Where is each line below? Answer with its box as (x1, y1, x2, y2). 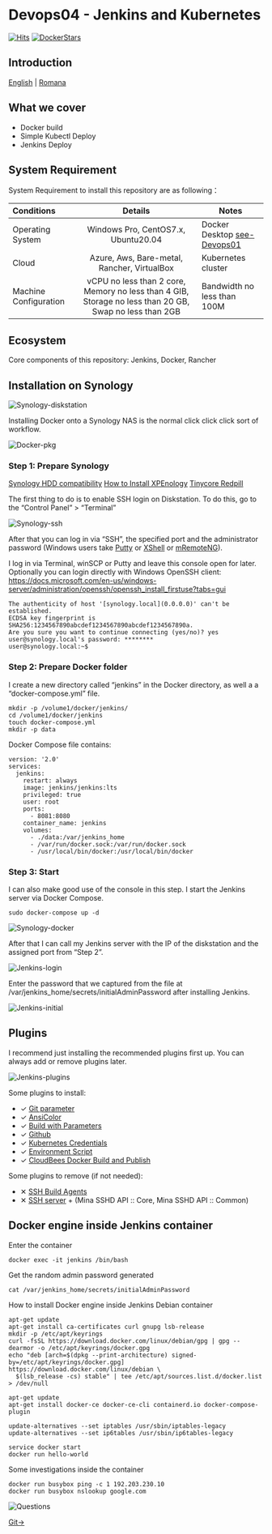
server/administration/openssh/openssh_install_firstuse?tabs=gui (8, 585, 227, 594)
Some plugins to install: (8, 1088, 87, 1097)
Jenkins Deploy (19, 139, 73, 149)
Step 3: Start (8, 866, 59, 877)
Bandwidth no (201, 281, 255, 292)
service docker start (8, 1443, 82, 1451)
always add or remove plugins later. (8, 1056, 127, 1066)
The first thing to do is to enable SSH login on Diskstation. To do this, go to (8, 494, 257, 504)
